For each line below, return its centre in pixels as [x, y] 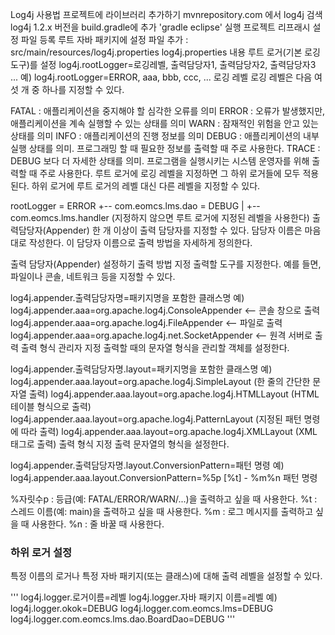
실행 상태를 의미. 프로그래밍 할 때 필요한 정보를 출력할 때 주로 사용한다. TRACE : [165, 148]
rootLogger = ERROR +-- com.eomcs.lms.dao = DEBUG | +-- [135, 206]
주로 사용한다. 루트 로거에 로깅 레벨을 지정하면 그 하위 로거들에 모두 [170, 173]
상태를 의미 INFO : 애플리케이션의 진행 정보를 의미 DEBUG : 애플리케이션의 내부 [165, 136]
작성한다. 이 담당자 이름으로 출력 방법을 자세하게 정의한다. [140, 242]
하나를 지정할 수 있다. [83, 89]
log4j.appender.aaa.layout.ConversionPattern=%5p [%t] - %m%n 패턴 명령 [164, 477]
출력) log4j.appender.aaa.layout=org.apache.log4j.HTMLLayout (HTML [174, 394]
